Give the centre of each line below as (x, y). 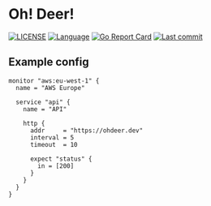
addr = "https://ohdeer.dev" (86, 131)
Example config (49, 62)
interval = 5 (52, 137)
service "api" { (43, 102)
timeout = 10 (54, 144)
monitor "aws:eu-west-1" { (54, 81)
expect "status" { (61, 159)
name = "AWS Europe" (50, 88)
